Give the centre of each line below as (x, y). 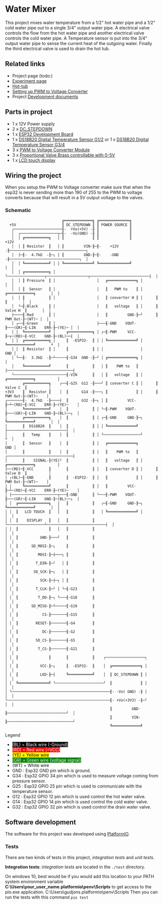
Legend (13, 735)
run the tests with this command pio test (47, 897)
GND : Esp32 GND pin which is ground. (51, 770)
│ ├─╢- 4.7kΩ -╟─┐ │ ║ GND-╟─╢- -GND (65, 255)
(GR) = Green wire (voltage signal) (47, 760)
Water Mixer (31, 9)
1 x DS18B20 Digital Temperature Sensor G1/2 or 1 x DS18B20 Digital (80, 139)
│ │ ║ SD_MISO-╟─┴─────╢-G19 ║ (50, 606)
